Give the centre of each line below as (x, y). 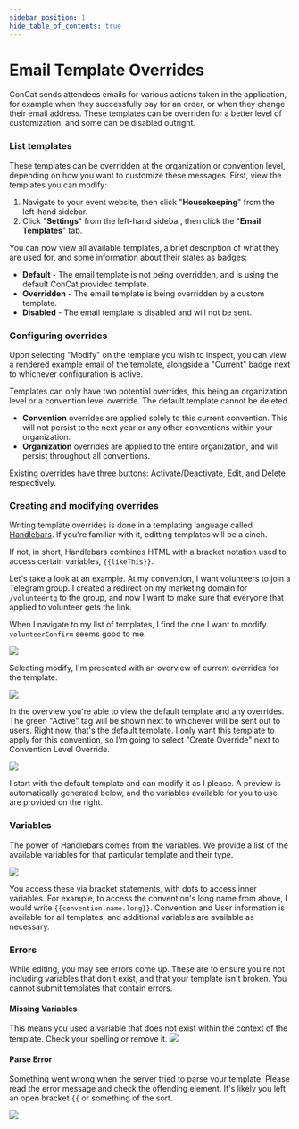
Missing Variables (43, 1009)
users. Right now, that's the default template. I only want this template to (142, 731)
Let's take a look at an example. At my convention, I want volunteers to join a (150, 579)
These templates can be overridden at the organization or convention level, (147, 165)
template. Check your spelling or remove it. (88, 1039)
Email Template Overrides (107, 70)
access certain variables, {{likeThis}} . (82, 561)
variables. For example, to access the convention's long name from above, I (148, 898)
